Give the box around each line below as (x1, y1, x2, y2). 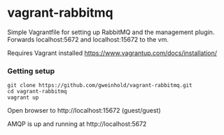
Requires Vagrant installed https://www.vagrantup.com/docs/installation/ (7, 49, 218, 57)
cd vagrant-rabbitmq (7, 88, 68, 95)
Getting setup (7, 66, 55, 76)
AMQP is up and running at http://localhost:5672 (7, 120, 147, 128)
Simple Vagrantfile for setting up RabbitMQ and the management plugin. (7, 28, 215, 36)
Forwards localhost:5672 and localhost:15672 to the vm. (7, 35, 169, 43)
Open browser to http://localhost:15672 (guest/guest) (7, 106, 161, 115)
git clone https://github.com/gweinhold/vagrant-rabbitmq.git (7, 82, 192, 89)
